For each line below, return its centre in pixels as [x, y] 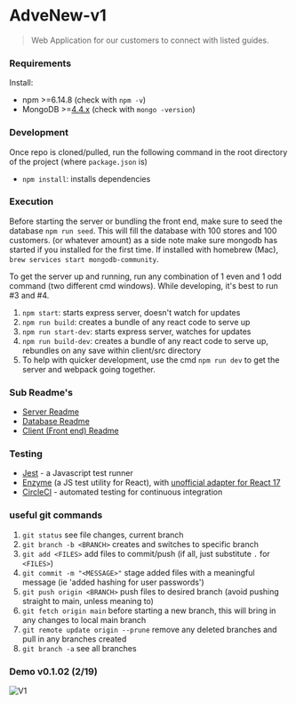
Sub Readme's [41, 392]
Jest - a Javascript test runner [77, 473]
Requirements [40, 63]
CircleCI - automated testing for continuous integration [122, 492]
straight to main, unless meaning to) [88, 601]
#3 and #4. [29, 295]
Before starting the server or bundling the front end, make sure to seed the [146, 221]
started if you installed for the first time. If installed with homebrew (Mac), [144, 250]
